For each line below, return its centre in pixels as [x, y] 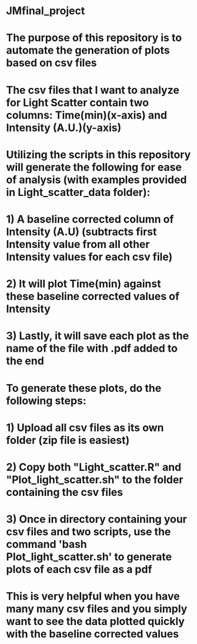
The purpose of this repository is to [94, 38]
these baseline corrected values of [93, 297]
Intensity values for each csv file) [89, 256]
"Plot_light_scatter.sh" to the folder [95, 480]
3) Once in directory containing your [96, 519]
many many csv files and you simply [97, 609]
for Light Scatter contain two [77, 102]
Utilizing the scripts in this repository [98, 154]
